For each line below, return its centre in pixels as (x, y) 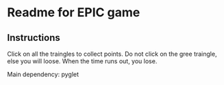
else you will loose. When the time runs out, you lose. (82, 61)
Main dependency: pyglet (43, 74)
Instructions (34, 38)
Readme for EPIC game (74, 13)
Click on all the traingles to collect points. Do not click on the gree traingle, (112, 54)
